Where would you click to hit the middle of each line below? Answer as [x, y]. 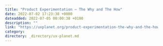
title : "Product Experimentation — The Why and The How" [64, 9]
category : [15, 32]
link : [10, 27]
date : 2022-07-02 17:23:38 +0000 [39, 14]
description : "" [21, 23]
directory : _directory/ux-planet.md [42, 36]
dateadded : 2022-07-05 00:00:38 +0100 [44, 18]
